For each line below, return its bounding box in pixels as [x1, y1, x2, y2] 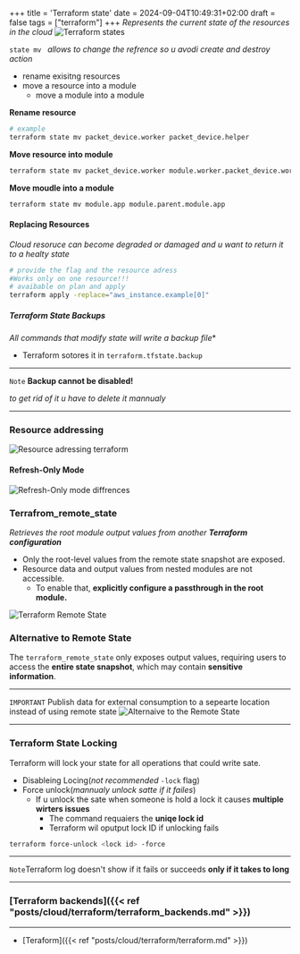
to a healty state [9, 248, 70, 259]
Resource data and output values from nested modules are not [21, 563, 253, 574]
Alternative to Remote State [9, 631, 132, 643]
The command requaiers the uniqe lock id [48, 813, 204, 823]
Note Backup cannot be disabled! [9, 376, 134, 387]
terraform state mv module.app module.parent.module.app [9, 200, 226, 209]
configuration [9, 536, 62, 547]
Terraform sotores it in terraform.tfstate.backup [21, 350, 203, 361]
